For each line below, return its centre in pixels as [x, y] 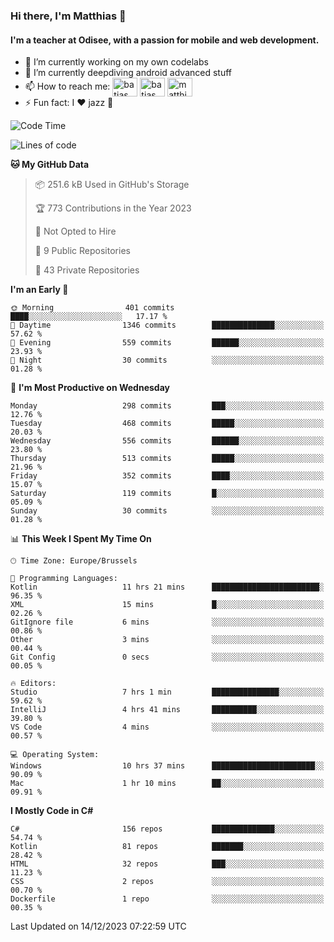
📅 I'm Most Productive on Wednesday [90, 388]
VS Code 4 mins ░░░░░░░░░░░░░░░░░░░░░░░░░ [167, 727]
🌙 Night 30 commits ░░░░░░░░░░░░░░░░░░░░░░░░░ [167, 360]
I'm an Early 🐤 [39, 290]
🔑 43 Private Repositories [87, 270]
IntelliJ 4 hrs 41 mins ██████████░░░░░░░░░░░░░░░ [167, 710]
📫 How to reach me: [67, 86]
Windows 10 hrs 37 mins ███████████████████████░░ [167, 766]
